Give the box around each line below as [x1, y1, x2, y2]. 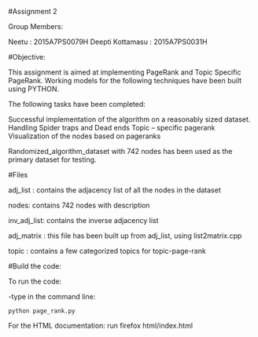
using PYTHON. [8, 84, 60, 93]
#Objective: [8, 53, 46, 61]
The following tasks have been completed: [8, 100, 146, 108]
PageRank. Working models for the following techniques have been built [8, 76, 242, 85]
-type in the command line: [8, 292, 96, 301]
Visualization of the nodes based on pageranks [8, 131, 161, 141]
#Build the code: [8, 262, 61, 270]
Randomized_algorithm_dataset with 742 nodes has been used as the [8, 147, 234, 156]
